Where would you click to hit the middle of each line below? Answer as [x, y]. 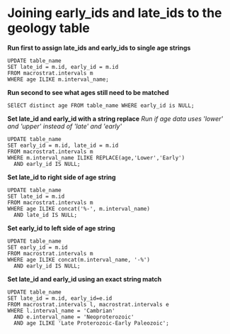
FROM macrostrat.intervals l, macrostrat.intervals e [88, 304]
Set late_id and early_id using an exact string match [85, 279]
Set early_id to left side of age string [61, 228]
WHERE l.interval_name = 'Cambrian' [61, 311]
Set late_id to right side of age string [62, 177]
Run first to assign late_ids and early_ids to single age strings [99, 48]
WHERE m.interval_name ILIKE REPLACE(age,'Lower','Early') [96, 157]
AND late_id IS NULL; [46, 215]
